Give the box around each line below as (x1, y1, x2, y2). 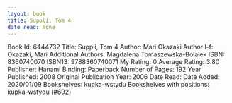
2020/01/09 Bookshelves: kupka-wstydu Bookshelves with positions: (7, 80, 209, 89)
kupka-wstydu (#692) (7, 87, 72, 96)
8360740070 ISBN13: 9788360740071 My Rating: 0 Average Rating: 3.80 (7, 58, 220, 66)
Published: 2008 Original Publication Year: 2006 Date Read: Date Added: (7, 73, 220, 81)
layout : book (7, 10, 46, 18)
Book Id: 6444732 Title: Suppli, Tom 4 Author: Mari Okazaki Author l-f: (7, 43, 214, 51)
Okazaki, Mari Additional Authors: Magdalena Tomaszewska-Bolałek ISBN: (7, 50, 225, 59)
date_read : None (7, 23, 55, 30)
